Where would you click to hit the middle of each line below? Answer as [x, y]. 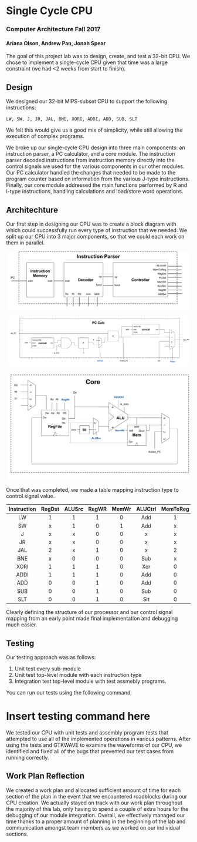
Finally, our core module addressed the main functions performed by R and [97, 185]
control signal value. [30, 496]
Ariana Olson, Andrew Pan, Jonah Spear [56, 43]
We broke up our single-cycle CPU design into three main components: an [96, 147]
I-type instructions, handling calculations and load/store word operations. [95, 192]
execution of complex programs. [45, 136]
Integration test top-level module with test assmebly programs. [90, 681]
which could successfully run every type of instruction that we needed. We [97, 230]
